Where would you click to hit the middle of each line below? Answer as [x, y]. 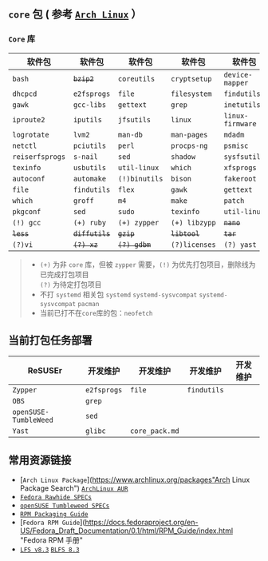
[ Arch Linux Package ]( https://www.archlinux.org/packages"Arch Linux [135, 480]
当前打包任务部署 [50, 341]
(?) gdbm [135, 245]
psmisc [236, 145]
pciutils [89, 145]
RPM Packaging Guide [54, 515]
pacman [89, 304]
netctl [25, 145]
